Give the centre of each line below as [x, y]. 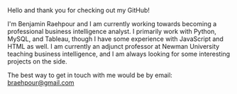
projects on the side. [37, 61]
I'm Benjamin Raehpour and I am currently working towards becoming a [112, 24]
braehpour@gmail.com [41, 83]
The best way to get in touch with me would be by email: [90, 75]
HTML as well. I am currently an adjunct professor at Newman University [114, 46]
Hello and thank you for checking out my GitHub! [79, 10]
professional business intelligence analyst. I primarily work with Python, [112, 31]
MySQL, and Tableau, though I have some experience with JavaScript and [115, 39]
